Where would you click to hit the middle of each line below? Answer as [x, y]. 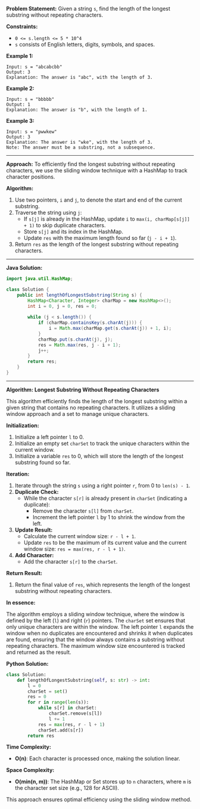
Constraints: [22, 27]
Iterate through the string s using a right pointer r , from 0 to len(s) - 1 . [102, 485]
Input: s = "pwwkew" [32, 132]
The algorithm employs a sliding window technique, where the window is [95, 614]
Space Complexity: [30, 770]
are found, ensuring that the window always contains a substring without [95, 639]
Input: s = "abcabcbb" [34, 67]
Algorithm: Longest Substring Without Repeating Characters [83, 390]
